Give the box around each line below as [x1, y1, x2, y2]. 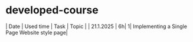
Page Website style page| [5, 29, 68, 36]
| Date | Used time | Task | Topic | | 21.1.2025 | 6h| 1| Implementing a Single [5, 23, 187, 30]
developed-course [5, 3, 99, 17]
